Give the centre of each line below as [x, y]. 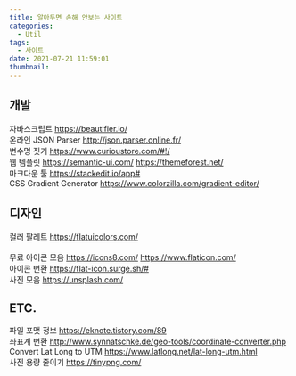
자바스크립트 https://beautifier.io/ [68, 128]
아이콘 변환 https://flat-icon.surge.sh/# [79, 268]
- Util [29, 34]
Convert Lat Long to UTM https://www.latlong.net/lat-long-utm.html [133, 352]
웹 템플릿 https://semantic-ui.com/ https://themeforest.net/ [117, 162]
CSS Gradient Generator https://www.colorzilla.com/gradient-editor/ [135, 183]
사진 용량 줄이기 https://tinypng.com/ [75, 363]
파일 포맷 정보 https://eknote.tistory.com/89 [88, 331]
